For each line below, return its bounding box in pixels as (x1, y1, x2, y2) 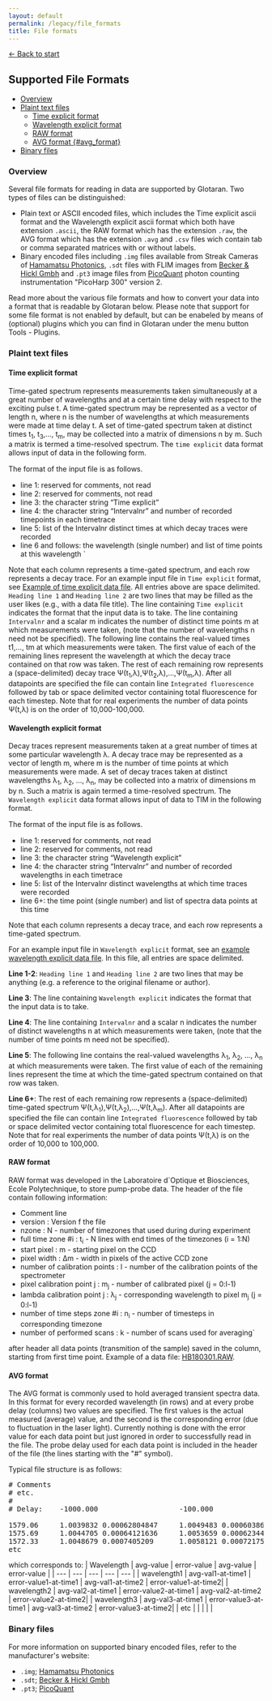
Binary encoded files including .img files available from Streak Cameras (19, 252, 259, 262)
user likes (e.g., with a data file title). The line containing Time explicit (8, 599, 244, 609)
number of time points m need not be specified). (8, 1034, 170, 1045)
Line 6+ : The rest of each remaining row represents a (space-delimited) (8, 1094, 249, 1103)
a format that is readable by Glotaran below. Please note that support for (8, 301, 249, 312)
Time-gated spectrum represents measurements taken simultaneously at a (8, 386, 257, 395)
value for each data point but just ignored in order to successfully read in (8, 1431, 252, 1442)
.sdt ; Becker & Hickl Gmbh (19, 1674, 110, 1685)
